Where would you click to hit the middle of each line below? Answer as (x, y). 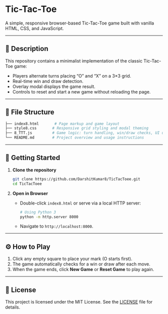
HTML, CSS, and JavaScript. (34, 28)
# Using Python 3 (38, 212)
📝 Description (27, 49)
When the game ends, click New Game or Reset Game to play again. (83, 269)
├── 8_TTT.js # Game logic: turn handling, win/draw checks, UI (82, 133)
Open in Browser (30, 193)
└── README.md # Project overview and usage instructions (74, 138)
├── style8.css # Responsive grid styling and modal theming (77, 128)
